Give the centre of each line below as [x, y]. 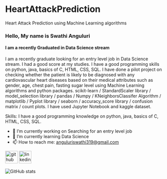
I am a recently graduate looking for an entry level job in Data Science [77, 59]
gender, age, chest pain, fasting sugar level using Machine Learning [75, 85]
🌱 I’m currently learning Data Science [51, 137]
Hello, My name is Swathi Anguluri [48, 36]
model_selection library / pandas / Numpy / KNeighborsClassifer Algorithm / [83, 96]
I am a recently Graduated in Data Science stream [57, 48]
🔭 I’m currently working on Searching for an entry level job [72, 131]
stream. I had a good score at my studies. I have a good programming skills [82, 64]
